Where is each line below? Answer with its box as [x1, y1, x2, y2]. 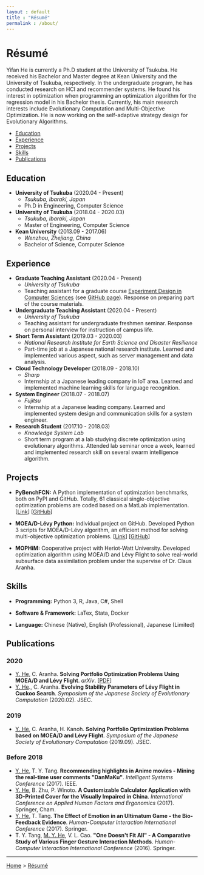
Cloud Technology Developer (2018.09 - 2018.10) [15, 365, 140, 372]
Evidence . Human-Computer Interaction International [41, 819, 177, 826]
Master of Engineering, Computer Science [24, 221, 130, 229]
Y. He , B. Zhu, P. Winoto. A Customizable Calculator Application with [15, 786, 191, 794]
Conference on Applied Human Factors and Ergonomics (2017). [15, 799, 175, 806]
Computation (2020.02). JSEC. [15, 696, 93, 704]
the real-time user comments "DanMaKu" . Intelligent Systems [15, 773, 173, 780]
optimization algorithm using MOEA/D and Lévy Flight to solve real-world [15, 550, 198, 558]
